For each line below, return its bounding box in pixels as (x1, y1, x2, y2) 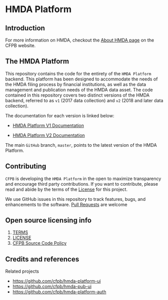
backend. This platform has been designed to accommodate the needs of (5, 76, 158, 82)
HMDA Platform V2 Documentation (12, 132, 85, 138)
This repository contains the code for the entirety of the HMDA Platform (5, 70, 151, 76)
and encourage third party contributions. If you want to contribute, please (5, 181, 158, 187)
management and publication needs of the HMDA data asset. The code (5, 87, 153, 93)
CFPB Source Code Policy (12, 240, 67, 246)
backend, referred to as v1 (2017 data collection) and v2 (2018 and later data (5, 97, 163, 103)
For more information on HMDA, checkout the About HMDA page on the (5, 37, 154, 43)
